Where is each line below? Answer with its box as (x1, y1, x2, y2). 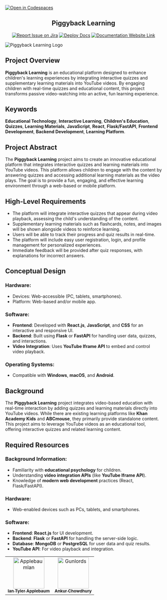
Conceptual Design (5, 267, 66, 275)
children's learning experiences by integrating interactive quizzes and (5, 75, 148, 81)
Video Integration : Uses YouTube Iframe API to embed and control (12, 343, 150, 349)
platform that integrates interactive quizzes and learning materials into (5, 162, 149, 168)
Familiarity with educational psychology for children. (12, 467, 122, 473)
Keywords (5, 105, 37, 114)
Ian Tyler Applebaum (7, 588, 50, 594)
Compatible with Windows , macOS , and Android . (12, 372, 115, 378)
